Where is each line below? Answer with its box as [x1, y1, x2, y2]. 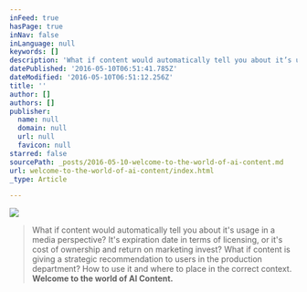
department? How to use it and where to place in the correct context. [31, 264, 292, 275]
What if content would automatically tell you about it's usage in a [31, 224, 276, 235]
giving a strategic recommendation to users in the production [31, 254, 263, 265]
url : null [17, 132, 55, 141]
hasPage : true [9, 22, 64, 31]
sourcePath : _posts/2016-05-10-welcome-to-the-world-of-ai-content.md [9, 157, 284, 167]
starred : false [9, 149, 68, 158]
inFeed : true [9, 13, 59, 23]
